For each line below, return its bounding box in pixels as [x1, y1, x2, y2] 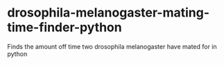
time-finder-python [7, 19, 123, 35]
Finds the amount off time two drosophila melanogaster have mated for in [7, 42, 217, 50]
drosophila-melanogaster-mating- [7, 5, 210, 21]
